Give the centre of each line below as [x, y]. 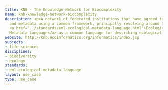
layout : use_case [23, 75]
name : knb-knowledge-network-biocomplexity [51, 14]
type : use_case [21, 79]
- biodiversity [21, 56]
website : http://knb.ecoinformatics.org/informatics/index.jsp [72, 38]
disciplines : [19, 51]
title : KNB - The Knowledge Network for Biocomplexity [63, 10]
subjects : [15, 42]
